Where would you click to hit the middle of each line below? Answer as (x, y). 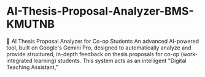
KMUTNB (31, 24)
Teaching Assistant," (32, 67)
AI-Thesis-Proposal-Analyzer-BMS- (100, 11)
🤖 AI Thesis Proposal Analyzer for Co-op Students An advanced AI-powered (103, 41)
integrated (19, 61)
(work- (189, 54)
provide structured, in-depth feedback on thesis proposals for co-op (93, 54)
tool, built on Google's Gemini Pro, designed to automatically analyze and (99, 48)
